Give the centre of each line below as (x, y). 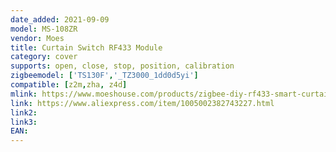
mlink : (24, 94)
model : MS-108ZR (44, 29)
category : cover (44, 57)
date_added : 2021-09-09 (60, 19)
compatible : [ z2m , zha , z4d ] (69, 85)
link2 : (24, 112)
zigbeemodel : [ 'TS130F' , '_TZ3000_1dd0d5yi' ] (104, 76)
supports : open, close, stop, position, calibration (122, 66)
